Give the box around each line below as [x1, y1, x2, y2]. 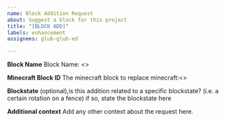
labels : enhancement [7, 29, 67, 36]
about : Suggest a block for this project [7, 16, 128, 23]
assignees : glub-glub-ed [7, 36, 78, 42]
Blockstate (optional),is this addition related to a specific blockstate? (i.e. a [7, 87, 219, 95]
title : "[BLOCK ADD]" [7, 23, 69, 29]
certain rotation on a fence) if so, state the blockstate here [7, 94, 171, 103]
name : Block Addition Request [7, 10, 94, 17]
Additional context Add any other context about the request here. [7, 108, 193, 116]
